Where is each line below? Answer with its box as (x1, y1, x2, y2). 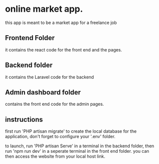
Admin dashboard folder (5, 88, 81, 96)
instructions (5, 115, 43, 123)
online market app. (5, 3, 83, 15)
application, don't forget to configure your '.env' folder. (5, 134, 116, 140)
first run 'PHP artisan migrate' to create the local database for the (5, 128, 137, 134)
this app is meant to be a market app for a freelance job (5, 20, 117, 25)
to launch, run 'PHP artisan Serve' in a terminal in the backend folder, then (5, 143, 155, 149)
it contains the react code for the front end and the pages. (5, 47, 122, 52)
